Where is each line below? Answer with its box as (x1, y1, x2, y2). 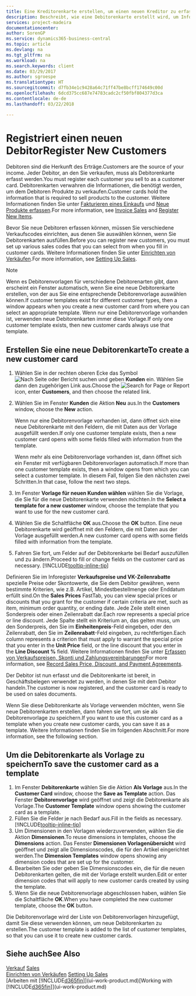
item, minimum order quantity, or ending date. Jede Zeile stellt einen (6, 604, 170, 612)
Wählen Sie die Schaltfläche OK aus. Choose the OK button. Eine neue (14, 519, 183, 527)
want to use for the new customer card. (14, 508, 110, 515)
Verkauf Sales (6, 964, 40, 971)
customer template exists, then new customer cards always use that (6, 321, 170, 328)
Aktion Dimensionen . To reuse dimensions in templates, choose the (14, 834, 176, 841)
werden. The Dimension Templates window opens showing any (14, 853, 167, 860)
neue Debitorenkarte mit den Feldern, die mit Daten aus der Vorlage (14, 423, 177, 430)
